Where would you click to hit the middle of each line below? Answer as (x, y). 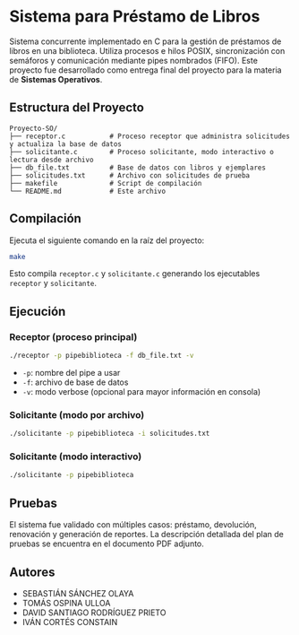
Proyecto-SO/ (34, 128)
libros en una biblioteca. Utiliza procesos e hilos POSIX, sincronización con (147, 50)
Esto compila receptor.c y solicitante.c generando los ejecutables (135, 274)
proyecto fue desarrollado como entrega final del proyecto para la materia (145, 70)
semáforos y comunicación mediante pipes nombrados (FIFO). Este (133, 60)
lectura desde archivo (51, 160)
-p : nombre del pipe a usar (71, 373)
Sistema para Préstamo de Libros (135, 17)
